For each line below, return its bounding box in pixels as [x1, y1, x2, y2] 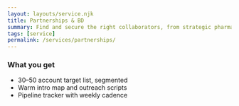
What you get [7, 60, 55, 70]
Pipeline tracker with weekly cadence [17, 91, 128, 100]
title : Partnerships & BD [7, 17, 84, 24]
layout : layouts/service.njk [7, 10, 94, 18]
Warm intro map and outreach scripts [17, 83, 127, 92]
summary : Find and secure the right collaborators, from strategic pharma [7, 23, 234, 30]
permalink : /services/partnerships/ [7, 37, 116, 44]
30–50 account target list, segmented [17, 76, 128, 85]
